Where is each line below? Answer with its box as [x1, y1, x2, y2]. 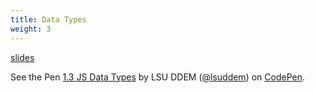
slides [10, 51, 35, 63]
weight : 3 [10, 24, 52, 34]
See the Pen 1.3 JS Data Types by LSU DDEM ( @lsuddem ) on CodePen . [10, 71, 305, 83]
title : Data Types [10, 14, 87, 25]
